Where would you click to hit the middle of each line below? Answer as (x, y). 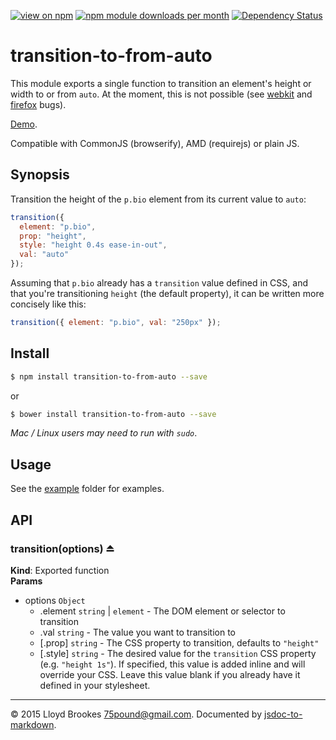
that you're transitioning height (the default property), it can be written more (167, 293)
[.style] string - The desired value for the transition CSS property (178, 653)
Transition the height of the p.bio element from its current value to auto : (158, 199)
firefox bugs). (38, 104)
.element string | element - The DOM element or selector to (162, 611)
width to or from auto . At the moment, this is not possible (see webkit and (161, 94)
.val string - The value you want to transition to (138, 632)
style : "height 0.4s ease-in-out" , (93, 245)
